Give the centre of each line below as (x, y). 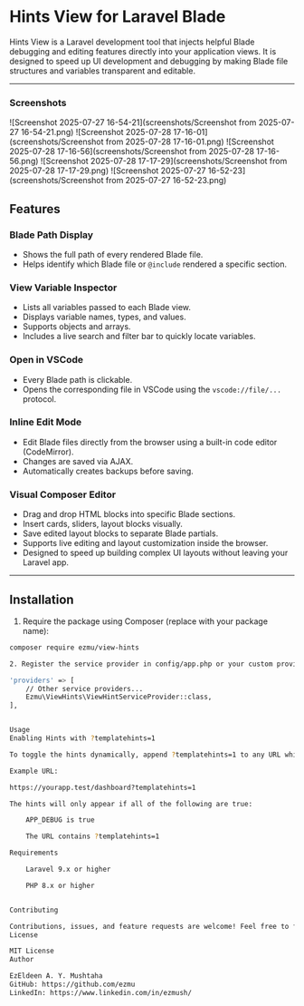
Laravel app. (46, 562)
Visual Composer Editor (62, 494)
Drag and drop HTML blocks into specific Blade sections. (129, 514)
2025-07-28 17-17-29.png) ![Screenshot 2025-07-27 (108, 171)
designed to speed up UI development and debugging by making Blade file (149, 61)
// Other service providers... (85, 689)
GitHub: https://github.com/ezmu (72, 985)
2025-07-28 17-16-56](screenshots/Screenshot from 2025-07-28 (132, 151)
